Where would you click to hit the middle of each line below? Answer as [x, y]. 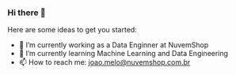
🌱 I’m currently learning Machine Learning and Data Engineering [124, 54]
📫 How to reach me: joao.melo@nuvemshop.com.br [105, 62]
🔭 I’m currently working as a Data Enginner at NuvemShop [114, 45]
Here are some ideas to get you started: [72, 30]
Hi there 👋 [27, 13]
